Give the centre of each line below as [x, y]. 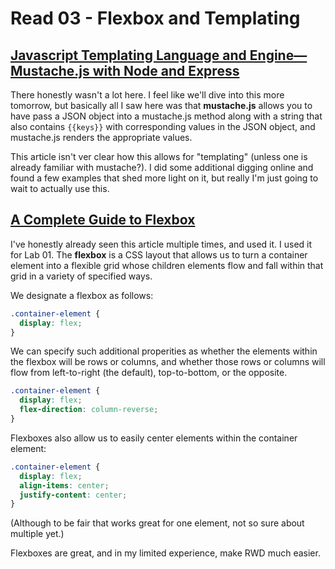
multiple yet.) [37, 534]
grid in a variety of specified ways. [81, 276]
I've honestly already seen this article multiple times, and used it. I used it [161, 244]
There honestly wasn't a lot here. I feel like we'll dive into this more [147, 95]
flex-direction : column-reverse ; [89, 410]
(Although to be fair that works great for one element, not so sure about [157, 523]
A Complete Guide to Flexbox [103, 220]
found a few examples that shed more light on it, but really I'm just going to [164, 178]
